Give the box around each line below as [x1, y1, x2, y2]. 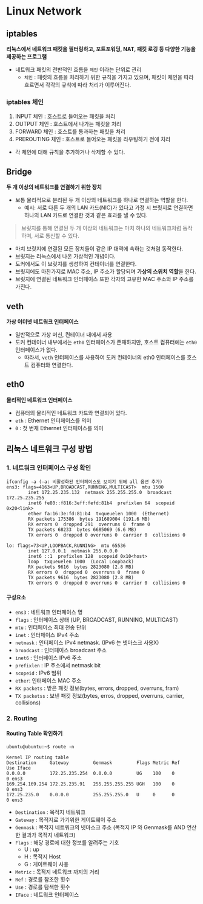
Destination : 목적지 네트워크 [15, 808, 86, 816]
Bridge [6, 166, 32, 177]
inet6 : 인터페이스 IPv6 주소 [15, 654, 82, 661]
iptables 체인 [6, 97, 44, 106]
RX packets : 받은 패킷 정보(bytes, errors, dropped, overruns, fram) [15, 684, 179, 692]
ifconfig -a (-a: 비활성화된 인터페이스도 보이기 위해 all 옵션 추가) [6, 479, 163, 485]
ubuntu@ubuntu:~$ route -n [6, 743, 75, 749]
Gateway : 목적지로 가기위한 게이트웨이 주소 [15, 816, 117, 823]
